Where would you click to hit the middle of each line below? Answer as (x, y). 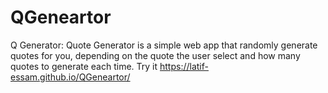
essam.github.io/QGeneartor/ (70, 77)
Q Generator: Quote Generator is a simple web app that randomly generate (164, 45)
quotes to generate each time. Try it (84, 66)
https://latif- (184, 66)
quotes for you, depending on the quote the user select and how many (155, 55)
